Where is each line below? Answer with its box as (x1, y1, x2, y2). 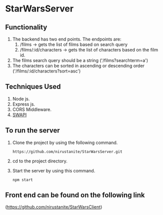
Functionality (5, 23, 47, 31)
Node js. (12, 95, 30, 101)
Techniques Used (5, 82, 61, 91)
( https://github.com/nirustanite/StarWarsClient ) (5, 204, 102, 210)
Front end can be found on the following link (5, 191, 145, 199)
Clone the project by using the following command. (12, 139, 118, 145)
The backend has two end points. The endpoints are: (12, 36, 121, 42)
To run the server (5, 126, 60, 135)
